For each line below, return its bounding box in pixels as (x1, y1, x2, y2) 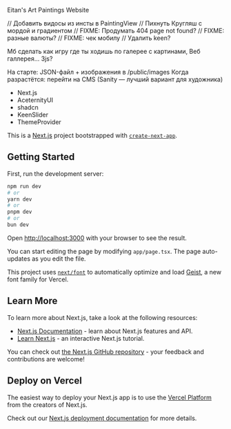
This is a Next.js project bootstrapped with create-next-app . (7, 131, 178, 139)
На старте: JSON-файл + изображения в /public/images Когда (7, 68, 189, 76)
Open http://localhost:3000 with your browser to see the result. (7, 234, 188, 242)
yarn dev (7, 196, 32, 203)
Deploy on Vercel (7, 375, 83, 387)
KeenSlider (17, 110, 49, 119)
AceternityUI (17, 96, 54, 104)
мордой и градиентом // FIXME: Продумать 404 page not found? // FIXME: (7, 27, 225, 34)
